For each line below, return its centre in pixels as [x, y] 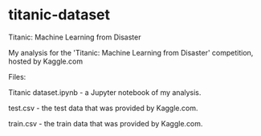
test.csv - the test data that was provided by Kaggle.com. [103, 108]
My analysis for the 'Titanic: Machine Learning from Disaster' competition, [131, 52]
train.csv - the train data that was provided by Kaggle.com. [106, 123]
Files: [17, 76]
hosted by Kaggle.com [45, 61]
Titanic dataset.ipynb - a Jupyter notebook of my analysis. [105, 92]
